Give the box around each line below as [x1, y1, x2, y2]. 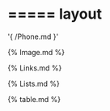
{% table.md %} [7, 94, 61, 104]
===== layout [7, 5, 103, 23]
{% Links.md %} [7, 62, 62, 73]
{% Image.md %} [7, 47, 66, 57]
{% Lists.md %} [7, 79, 60, 88]
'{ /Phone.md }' [7, 32, 59, 41]
